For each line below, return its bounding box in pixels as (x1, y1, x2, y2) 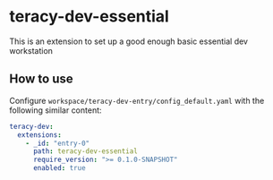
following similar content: (9, 105, 102, 116)
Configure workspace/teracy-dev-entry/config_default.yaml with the (9, 95, 265, 106)
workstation (9, 45, 54, 56)
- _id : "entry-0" (25, 139, 90, 148)
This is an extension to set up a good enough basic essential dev (9, 36, 249, 47)
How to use (9, 72, 73, 87)
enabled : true (32, 164, 87, 173)
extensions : (17, 130, 63, 140)
